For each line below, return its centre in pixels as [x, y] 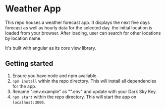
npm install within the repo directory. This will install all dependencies [84, 81]
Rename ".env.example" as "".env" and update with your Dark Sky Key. [84, 91]
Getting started [29, 63]
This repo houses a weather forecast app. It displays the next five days [78, 22]
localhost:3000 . [29, 102]
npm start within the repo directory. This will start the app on [74, 97]
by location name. [24, 38]
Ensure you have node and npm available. [55, 76]
